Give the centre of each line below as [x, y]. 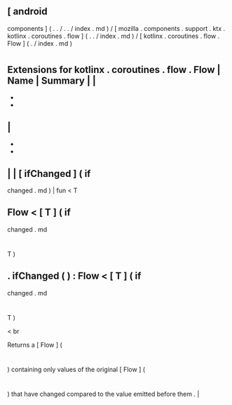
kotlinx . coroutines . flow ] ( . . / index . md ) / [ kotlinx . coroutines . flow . [114, 36]
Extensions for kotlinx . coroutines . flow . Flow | [114, 70]
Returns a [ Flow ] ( [35, 345]
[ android [27, 12]
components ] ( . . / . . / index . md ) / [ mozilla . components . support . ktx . [116, 28]
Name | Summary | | [52, 81]
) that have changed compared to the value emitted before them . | [103, 394]
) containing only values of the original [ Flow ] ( [76, 370]
